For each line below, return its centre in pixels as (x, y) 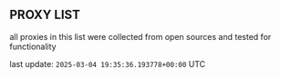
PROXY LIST (45, 15)
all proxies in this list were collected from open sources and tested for (140, 36)
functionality (33, 46)
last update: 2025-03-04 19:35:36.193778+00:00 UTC (108, 63)
